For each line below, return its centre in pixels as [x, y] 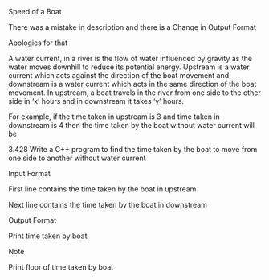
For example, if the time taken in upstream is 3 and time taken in [114, 117]
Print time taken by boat [48, 236]
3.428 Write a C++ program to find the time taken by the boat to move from [133, 149]
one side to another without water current [77, 158]
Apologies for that [38, 43]
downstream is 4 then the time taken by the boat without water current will [132, 125]
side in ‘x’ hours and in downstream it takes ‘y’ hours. [96, 101]
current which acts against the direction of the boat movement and [119, 75]
